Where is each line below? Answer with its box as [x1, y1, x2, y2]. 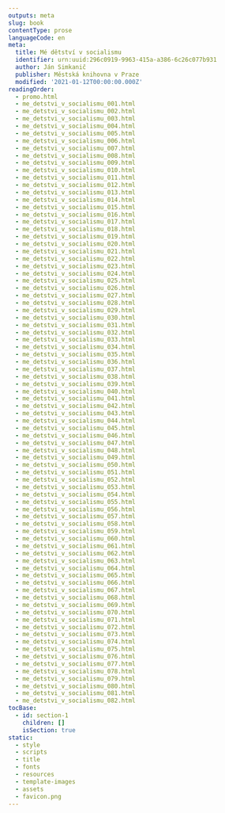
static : [8, 734, 34, 742]
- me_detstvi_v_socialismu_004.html [15, 122, 136, 130]
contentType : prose [8, 26, 73, 34]
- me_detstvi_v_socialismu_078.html [15, 667, 136, 675]
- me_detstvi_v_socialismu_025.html [15, 277, 136, 285]
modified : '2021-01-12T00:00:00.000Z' [15, 78, 144, 86]
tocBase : [8, 704, 37, 712]
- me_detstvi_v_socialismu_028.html [15, 299, 136, 307]
